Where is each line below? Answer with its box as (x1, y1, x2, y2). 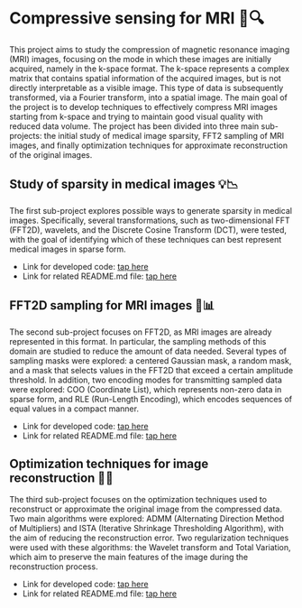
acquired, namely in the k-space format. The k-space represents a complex (9, 63, 290, 74)
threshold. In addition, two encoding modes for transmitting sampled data (9, 374, 282, 385)
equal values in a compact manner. (9, 403, 140, 414)
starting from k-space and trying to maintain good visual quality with (9, 111, 263, 122)
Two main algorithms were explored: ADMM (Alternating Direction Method (9, 513, 285, 524)
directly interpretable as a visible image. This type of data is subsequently (9, 82, 284, 93)
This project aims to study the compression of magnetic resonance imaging (9, 43, 290, 55)
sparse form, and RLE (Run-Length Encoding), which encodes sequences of (9, 393, 293, 404)
